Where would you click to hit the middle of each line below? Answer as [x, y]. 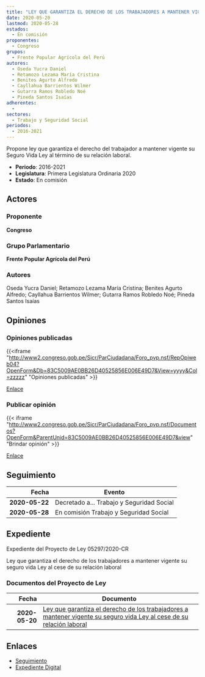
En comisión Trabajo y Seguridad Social [112, 513]
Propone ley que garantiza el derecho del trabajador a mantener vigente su [101, 148]
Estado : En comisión [41, 180]
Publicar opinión [31, 404]
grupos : [16, 52]
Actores [22, 199]
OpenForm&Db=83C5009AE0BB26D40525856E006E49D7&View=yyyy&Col [102, 370]
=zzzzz [16, 377]
